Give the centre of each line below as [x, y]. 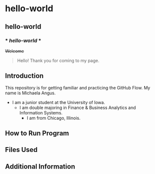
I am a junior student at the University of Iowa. [58, 102]
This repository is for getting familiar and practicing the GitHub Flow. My [78, 87]
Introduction [24, 76]
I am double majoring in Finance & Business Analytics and [77, 108]
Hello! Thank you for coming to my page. [58, 60]
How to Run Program [37, 133]
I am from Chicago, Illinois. [54, 118]
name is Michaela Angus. [30, 93]
